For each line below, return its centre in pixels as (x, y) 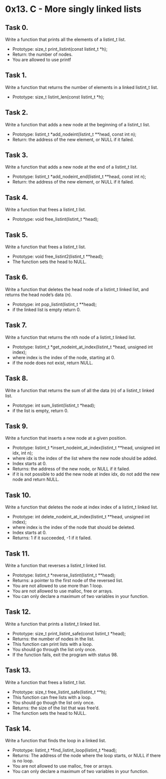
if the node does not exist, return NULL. (53, 363)
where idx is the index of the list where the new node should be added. (85, 458)
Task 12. (18, 612)
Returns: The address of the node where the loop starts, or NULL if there (86, 756)
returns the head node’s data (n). (39, 294)
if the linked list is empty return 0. (46, 309)
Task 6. (17, 277)
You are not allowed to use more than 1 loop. (57, 585)
